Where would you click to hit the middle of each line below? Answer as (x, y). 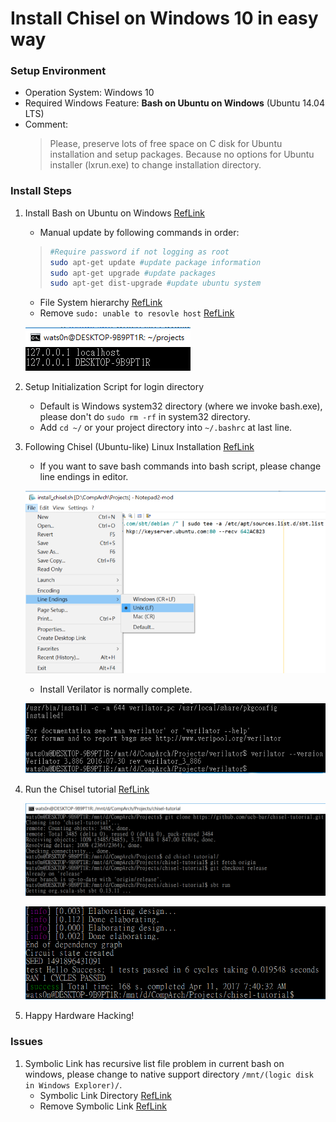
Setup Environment (58, 71)
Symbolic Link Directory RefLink (105, 1095)
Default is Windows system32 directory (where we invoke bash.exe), (181, 406)
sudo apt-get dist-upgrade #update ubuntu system (155, 283)
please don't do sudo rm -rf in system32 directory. (145, 417)
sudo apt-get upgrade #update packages (133, 273)
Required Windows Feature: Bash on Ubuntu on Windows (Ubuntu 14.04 (174, 103)
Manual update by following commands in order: (139, 232)
